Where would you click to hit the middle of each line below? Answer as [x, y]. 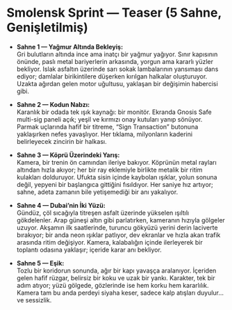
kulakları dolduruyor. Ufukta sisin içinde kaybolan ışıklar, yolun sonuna [117, 177]
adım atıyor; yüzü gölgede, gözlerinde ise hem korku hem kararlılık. [113, 285]
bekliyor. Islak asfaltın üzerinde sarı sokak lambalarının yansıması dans [117, 69]
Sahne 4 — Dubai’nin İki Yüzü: [61, 205]
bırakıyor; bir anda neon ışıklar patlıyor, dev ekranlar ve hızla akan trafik [118, 235]
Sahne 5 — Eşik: [40, 263]
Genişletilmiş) [47, 27]
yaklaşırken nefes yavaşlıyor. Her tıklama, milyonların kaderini [104, 134]
